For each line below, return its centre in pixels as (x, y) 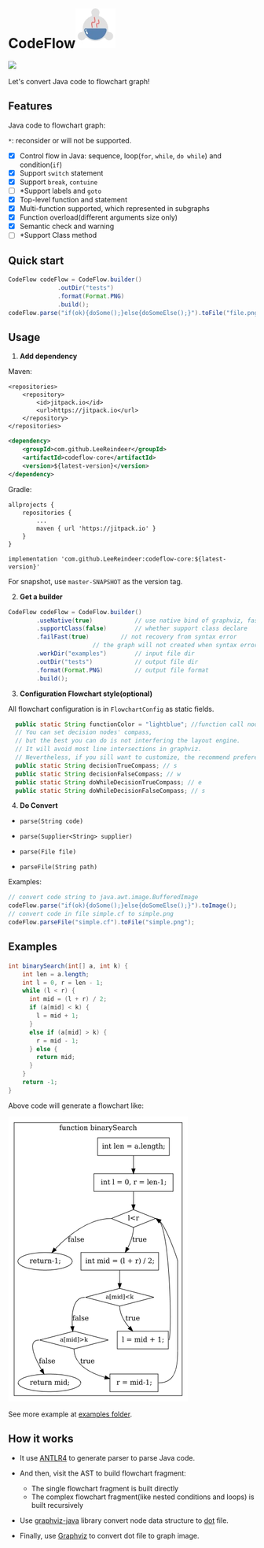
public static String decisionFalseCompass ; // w (98, 774)
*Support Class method (58, 235)
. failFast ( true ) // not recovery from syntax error (137, 637)
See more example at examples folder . (70, 1414)
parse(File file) (48, 852)
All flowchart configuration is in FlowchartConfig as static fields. (111, 709)
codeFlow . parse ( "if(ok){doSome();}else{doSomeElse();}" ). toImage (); (123, 905)
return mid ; (56, 1057)
